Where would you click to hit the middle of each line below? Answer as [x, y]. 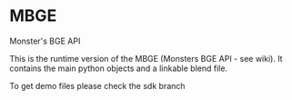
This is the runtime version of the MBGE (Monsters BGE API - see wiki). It [146, 58]
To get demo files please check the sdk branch [97, 85]
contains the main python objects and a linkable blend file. [119, 68]
